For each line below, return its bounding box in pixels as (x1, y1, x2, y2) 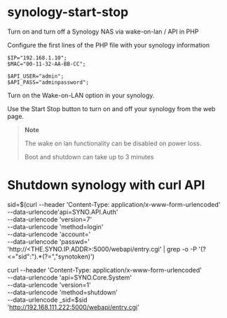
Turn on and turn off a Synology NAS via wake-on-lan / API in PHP (7, 27, 199, 36)
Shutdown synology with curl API (7, 178, 205, 193)
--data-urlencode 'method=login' (7, 222, 104, 231)
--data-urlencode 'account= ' (7, 230, 91, 238)
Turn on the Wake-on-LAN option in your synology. (7, 91, 155, 99)
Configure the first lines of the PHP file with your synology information (7, 41, 210, 49)
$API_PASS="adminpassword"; (7, 78, 90, 86)
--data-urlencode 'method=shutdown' (7, 288, 118, 296)
